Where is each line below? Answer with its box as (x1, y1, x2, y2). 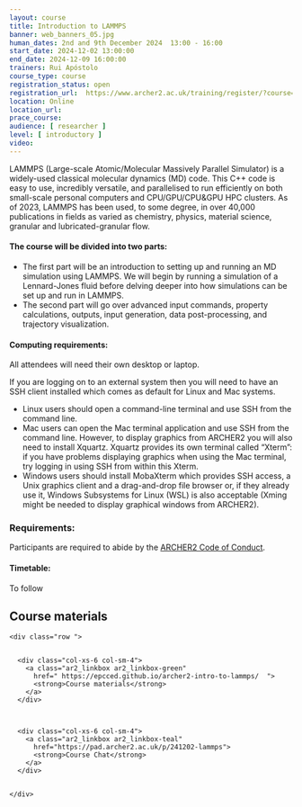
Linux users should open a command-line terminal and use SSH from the (22, 404, 292, 415)
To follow (9, 582, 43, 594)
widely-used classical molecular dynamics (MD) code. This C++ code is (9, 173, 276, 184)
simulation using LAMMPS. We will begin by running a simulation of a (22, 271, 279, 282)
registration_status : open (9, 80, 111, 89)
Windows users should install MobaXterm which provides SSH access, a (22, 471, 291, 481)
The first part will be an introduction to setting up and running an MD (22, 261, 277, 272)
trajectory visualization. (22, 318, 110, 329)
